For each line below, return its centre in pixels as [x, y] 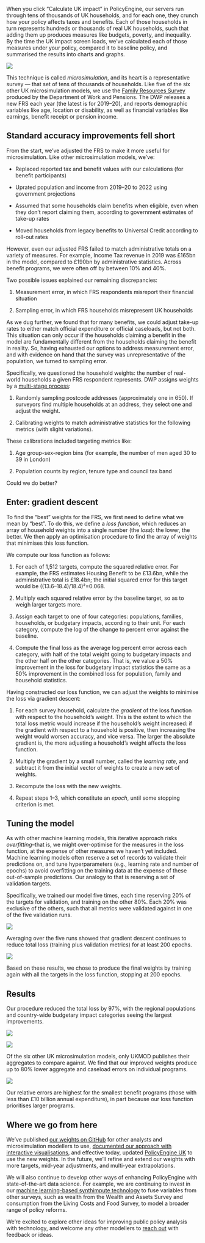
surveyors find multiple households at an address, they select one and [103, 404]
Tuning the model [40, 824]
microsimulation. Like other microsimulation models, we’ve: [81, 157]
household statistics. [41, 680]
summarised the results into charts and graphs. [66, 54]
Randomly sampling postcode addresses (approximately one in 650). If [104, 397]
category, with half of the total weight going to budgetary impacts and [103, 654]
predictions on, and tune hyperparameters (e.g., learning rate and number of [103, 864]
